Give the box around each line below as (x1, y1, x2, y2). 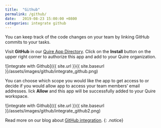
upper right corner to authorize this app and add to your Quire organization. (5, 54, 157, 60)
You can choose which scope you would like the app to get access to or (5, 78, 149, 84)
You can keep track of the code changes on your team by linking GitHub (5, 34, 150, 40)
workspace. (5, 93, 29, 99)
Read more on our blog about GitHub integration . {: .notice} (5, 117, 124, 123)
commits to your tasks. (5, 39, 51, 45)
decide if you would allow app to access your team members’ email (5, 83, 140, 89)
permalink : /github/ (5, 12, 47, 17)
